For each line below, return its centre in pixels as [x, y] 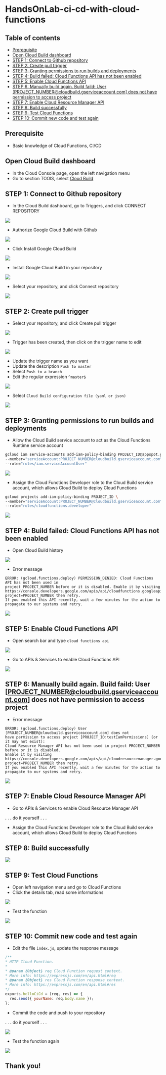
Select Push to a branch [37, 372]
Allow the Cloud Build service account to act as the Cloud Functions [81, 440]
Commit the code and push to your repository [59, 1013]
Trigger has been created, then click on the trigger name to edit [77, 342]
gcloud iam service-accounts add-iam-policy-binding [61, 455]
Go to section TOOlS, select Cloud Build [53, 178]
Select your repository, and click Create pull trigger [64, 323]
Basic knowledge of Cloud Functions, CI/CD [57, 146]
